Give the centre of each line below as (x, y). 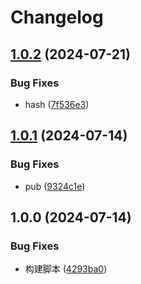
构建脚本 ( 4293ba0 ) (66, 269)
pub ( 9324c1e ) (55, 186)
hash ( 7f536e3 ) (57, 104)
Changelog (57, 17)
